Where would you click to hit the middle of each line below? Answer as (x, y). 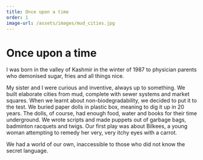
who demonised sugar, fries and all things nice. (65, 76)
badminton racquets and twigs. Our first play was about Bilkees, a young (97, 126)
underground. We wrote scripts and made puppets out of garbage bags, (96, 120)
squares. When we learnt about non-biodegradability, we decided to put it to (101, 101)
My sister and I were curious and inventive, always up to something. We (96, 88)
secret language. (27, 151)
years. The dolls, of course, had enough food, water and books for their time (102, 114)
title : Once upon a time (38, 12)
